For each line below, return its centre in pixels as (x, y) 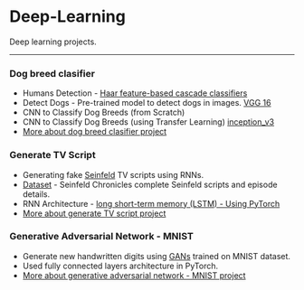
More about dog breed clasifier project (95, 132)
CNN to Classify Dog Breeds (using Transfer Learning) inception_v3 (148, 122)
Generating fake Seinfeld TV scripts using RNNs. (113, 174)
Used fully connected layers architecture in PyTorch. (120, 266)
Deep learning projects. (53, 42)
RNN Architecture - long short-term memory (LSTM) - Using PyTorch (151, 203)
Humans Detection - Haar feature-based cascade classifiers (135, 93)
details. (36, 194)
